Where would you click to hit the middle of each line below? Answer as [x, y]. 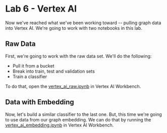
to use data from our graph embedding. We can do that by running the [78, 119]
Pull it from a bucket [33, 65]
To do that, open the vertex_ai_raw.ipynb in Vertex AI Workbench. [73, 86]
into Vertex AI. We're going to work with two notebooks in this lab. [74, 28]
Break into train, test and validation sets [53, 71]
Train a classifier [30, 77]
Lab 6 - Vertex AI [41, 9]
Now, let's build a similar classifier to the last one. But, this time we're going [84, 114]
